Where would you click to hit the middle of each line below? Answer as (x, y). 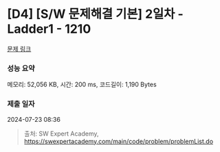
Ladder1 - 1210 (49, 29)
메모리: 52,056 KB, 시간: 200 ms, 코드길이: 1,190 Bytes (82, 85)
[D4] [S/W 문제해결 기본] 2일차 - (95, 14)
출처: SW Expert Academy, (61, 134)
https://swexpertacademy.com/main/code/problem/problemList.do (119, 141)
